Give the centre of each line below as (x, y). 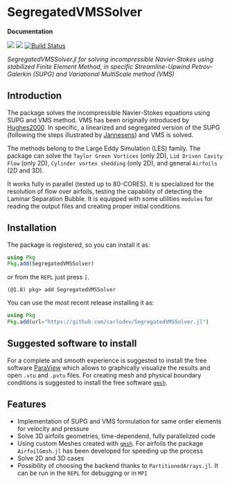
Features (27, 404)
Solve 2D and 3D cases (51, 458)
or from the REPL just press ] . (48, 277)
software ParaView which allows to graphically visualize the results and (109, 368)
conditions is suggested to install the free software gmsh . (87, 382)
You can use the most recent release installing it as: (81, 302)
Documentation (30, 31)
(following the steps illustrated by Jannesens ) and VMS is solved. (100, 135)
